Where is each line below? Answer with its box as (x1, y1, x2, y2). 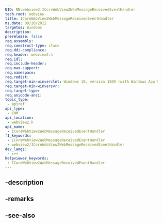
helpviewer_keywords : (5, 156, 49, 160)
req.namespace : (5, 70, 36, 75)
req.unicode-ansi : (5, 93, 42, 97)
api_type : (5, 106, 25, 111)
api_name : (5, 124, 25, 129)
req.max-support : (5, 66, 40, 71)
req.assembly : (5, 39, 34, 44)
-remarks (5, 195, 34, 203)
